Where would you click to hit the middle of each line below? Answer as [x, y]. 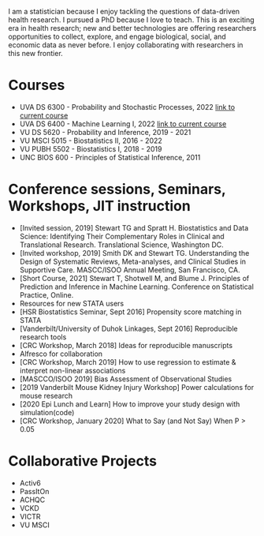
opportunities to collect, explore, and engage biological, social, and [117, 36]
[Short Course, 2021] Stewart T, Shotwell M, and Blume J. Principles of [134, 278]
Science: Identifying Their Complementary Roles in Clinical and [122, 236]
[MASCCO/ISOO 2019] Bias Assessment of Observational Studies [126, 379]
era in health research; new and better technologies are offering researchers [132, 28]
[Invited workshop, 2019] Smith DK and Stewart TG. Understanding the [134, 253]
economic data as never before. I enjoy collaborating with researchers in [126, 45]
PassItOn [34, 491]
